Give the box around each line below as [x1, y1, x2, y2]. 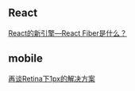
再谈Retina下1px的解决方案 [8, 74, 95, 83]
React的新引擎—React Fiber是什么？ [8, 28, 127, 38]
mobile [8, 51, 44, 66]
